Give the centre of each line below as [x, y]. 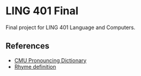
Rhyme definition [35, 66]
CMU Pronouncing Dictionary [50, 60]
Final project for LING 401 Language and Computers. [70, 27]
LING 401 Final [42, 11]
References [27, 46]
